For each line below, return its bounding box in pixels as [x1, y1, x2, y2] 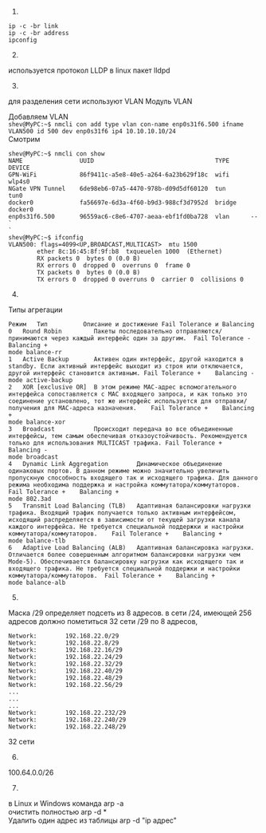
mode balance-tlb [8, 537, 66, 545]
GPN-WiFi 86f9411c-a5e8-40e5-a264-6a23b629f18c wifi [8, 171, 229, 179]
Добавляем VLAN [8, 112, 69, 121]
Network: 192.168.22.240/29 [8, 716, 127, 724]
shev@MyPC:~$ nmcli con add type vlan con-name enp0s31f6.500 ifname [8, 120, 244, 128]
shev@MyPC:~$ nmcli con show [8, 150, 105, 158]
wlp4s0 [8, 178, 30, 186]
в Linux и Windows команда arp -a [8, 799, 124, 808]
